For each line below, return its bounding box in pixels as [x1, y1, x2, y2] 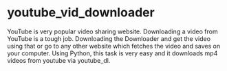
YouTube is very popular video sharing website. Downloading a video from [7, 27, 218, 35]
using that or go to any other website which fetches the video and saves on [7, 42, 221, 50]
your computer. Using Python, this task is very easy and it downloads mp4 [7, 49, 218, 57]
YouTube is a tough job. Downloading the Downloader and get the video [7, 34, 211, 42]
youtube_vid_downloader [7, 5, 155, 20]
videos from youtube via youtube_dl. [7, 56, 111, 64]
